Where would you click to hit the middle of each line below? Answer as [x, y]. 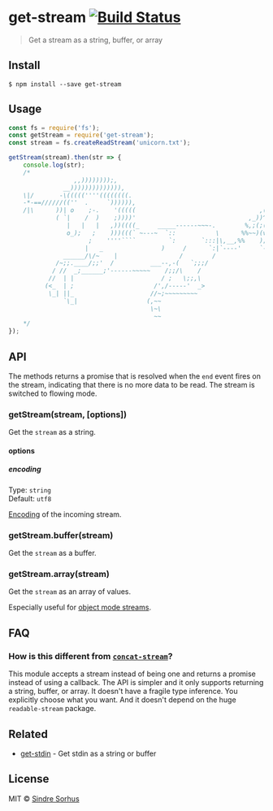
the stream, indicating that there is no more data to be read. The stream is [132, 385]
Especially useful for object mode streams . [80, 607]
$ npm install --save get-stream [65, 84]
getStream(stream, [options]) [68, 414]
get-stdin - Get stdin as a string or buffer [88, 753]
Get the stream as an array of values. [70, 592]
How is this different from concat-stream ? [91, 656]
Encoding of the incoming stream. [65, 514]
